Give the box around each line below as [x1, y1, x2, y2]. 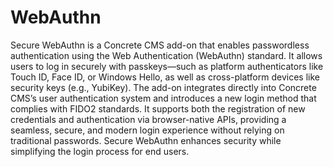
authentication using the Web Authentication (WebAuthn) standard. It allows [10, 49, 323, 61]
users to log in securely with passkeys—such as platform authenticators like [10, 60, 324, 72]
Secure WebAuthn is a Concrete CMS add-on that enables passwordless [10, 39, 310, 51]
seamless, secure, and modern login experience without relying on [10, 124, 285, 136]
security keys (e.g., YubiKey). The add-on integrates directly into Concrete [10, 81, 317, 93]
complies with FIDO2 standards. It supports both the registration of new [10, 102, 306, 115]
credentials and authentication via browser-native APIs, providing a [10, 113, 287, 125]
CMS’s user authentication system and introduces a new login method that [10, 92, 317, 104]
